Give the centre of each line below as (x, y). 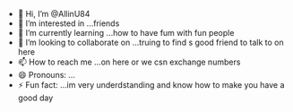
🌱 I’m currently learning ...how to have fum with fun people (126, 33)
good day (35, 98)
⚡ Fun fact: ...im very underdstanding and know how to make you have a (151, 85)
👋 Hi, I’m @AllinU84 (54, 14)
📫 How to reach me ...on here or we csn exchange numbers (129, 62)
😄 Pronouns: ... (47, 75)
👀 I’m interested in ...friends (69, 23)
